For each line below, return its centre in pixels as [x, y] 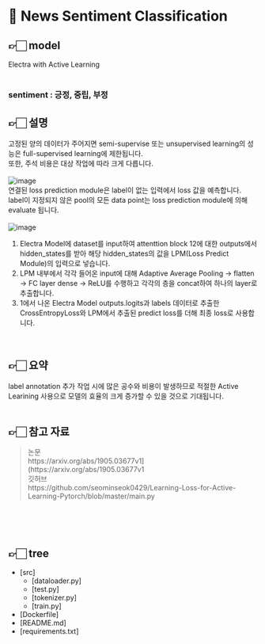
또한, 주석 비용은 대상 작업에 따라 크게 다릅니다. [81, 163]
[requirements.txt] [49, 631]
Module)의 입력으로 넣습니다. [65, 263]
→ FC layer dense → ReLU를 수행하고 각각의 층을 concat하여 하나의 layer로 [138, 283]
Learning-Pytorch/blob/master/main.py [91, 496]
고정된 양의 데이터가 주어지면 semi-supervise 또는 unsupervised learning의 [127, 143]
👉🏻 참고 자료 [39, 431]
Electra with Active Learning [54, 64]
